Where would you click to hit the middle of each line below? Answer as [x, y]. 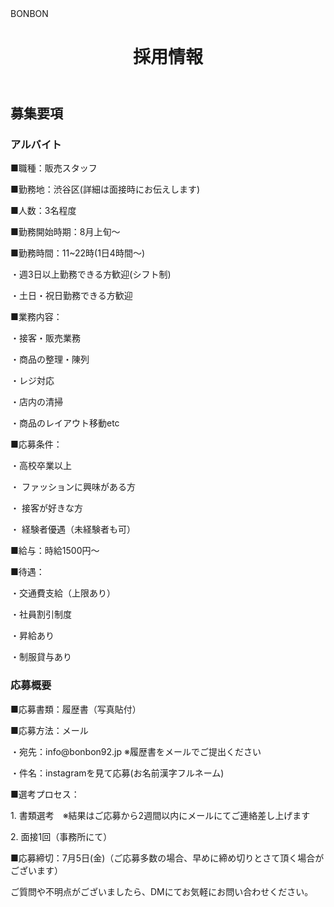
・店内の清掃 [36, 402]
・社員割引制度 [41, 614]
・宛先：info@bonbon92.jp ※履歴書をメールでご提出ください [136, 751]
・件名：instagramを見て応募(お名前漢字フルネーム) [117, 773]
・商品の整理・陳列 [50, 359]
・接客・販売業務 [45, 338]
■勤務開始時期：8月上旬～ [65, 232]
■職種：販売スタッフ [54, 168]
